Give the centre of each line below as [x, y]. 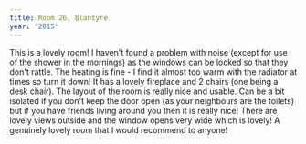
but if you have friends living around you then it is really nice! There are [143, 110]
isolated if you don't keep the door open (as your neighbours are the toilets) [152, 100]
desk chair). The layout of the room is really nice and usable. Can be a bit [147, 91]
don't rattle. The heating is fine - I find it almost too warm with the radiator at [153, 72]
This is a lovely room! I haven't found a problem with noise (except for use [148, 52]
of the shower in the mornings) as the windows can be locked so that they [149, 62]
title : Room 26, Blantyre [58, 18]
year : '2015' [34, 26]
